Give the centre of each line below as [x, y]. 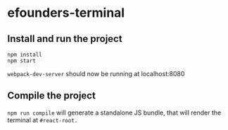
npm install [25, 55]
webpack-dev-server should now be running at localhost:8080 [96, 74]
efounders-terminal [66, 13]
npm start [22, 61]
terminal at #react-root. [43, 120]
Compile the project [52, 96]
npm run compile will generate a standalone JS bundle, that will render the [114, 113]
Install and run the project [65, 39]
